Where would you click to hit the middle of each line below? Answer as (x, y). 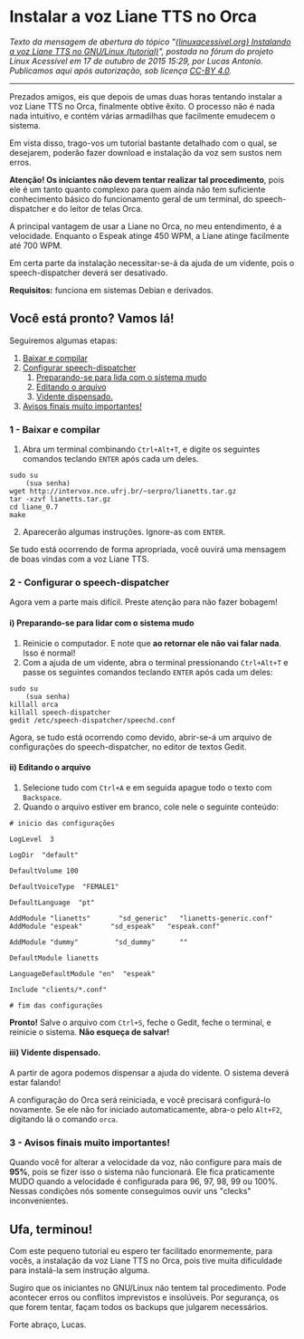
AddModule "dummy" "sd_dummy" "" (99, 942)
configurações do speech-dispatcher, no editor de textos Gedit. (128, 746)
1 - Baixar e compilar (55, 429)
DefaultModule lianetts (54, 958)
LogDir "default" (44, 855)
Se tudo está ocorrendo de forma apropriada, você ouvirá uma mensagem (148, 550)
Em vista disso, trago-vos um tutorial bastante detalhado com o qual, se (143, 143)
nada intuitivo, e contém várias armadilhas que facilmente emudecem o (142, 116)
